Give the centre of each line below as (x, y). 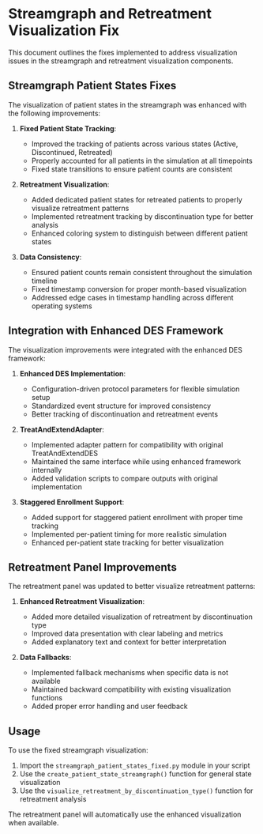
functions (47, 698)
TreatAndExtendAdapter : (62, 429)
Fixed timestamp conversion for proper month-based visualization (139, 289)
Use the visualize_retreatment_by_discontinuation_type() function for (136, 791)
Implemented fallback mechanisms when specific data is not (130, 673)
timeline (44, 281)
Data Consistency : (51, 257)
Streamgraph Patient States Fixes (92, 86)
